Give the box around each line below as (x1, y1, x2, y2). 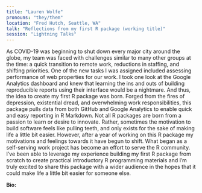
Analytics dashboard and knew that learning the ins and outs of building (6, 80, 185, 87)
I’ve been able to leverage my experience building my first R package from (6, 150, 192, 157)
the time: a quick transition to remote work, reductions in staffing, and (6, 61, 180, 68)
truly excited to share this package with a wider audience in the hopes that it (6, 163, 196, 171)
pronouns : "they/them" (6, 14, 63, 21)
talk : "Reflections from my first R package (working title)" (6, 25, 166, 32)
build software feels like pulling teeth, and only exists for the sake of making (6, 125, 195, 132)
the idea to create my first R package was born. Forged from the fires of (6, 93, 185, 100)
